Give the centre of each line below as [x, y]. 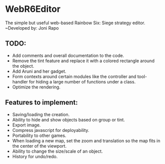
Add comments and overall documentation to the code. [68, 55]
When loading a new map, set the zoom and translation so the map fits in [86, 141]
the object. [23, 66]
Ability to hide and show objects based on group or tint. [68, 120]
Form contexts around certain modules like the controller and [74, 76]
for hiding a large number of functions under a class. [82, 82]
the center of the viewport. [39, 146]
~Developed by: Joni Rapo [32, 28]
